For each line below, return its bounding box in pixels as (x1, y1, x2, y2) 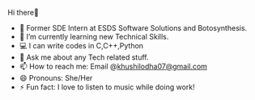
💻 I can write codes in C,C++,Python (19, 41, 143, 50)
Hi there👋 (7, 8, 40, 17)
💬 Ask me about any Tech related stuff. (19, 52, 149, 62)
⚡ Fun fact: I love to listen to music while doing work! (19, 82, 195, 92)
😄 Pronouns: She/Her (19, 73, 93, 82)
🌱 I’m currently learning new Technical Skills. (19, 32, 169, 41)
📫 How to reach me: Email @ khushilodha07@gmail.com (19, 61, 208, 71)
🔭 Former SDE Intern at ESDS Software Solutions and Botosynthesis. (19, 23, 248, 32)
